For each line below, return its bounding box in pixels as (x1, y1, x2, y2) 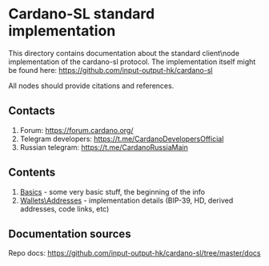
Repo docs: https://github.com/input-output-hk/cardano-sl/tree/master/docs (8, 248, 261, 258)
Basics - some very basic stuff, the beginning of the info (19, 187, 206, 196)
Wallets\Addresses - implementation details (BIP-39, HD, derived (19, 195, 234, 205)
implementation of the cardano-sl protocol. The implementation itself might (8, 57, 256, 66)
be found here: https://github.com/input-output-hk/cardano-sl (8, 65, 213, 75)
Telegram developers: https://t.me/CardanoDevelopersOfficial (19, 134, 224, 143)
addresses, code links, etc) (19, 204, 110, 213)
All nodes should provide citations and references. (8, 81, 175, 91)
